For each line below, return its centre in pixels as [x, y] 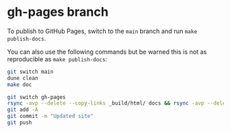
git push [20, 123]
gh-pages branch [58, 12]
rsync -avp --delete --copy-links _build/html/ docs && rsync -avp [106, 103]
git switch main [30, 72]
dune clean [23, 78]
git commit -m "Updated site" [51, 116]
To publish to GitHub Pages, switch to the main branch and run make [102, 31]
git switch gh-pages [37, 97]
